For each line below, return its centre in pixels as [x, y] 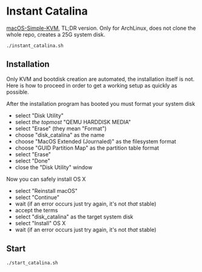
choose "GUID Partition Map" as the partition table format [87, 148]
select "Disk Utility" [39, 115]
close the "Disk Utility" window [54, 167]
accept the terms [36, 210]
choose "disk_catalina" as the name [60, 134]
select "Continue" [37, 197]
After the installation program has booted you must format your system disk [101, 103]
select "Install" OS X [40, 223]
